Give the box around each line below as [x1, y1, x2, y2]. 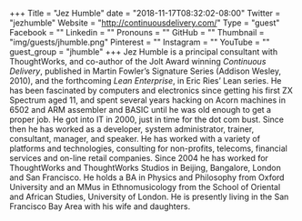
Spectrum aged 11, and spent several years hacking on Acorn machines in [9, 95, 287, 105]
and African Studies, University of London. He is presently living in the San [9, 191, 289, 202]
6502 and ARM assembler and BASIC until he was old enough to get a [9, 105, 271, 115]
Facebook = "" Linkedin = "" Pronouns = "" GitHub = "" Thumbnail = [9, 27, 265, 37]
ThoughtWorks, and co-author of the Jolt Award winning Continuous [9, 56, 267, 66]
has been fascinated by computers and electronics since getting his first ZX [9, 85, 293, 95]
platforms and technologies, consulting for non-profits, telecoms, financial [9, 143, 288, 154]
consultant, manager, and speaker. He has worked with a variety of [9, 134, 261, 144]
